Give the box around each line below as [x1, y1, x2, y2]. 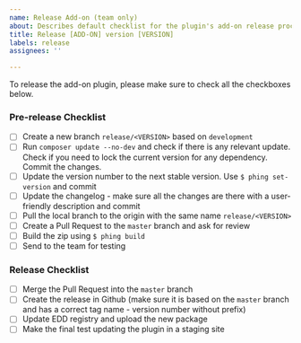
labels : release [9, 38, 70, 48]
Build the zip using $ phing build [21, 230, 146, 241]
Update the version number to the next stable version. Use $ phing [21, 171, 269, 181]
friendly [21, 200, 52, 211]
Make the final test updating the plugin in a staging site [21, 324, 226, 335]
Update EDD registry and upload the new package [21, 313, 208, 324]
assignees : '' [9, 47, 63, 56]
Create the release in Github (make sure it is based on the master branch [21, 294, 289, 305]
